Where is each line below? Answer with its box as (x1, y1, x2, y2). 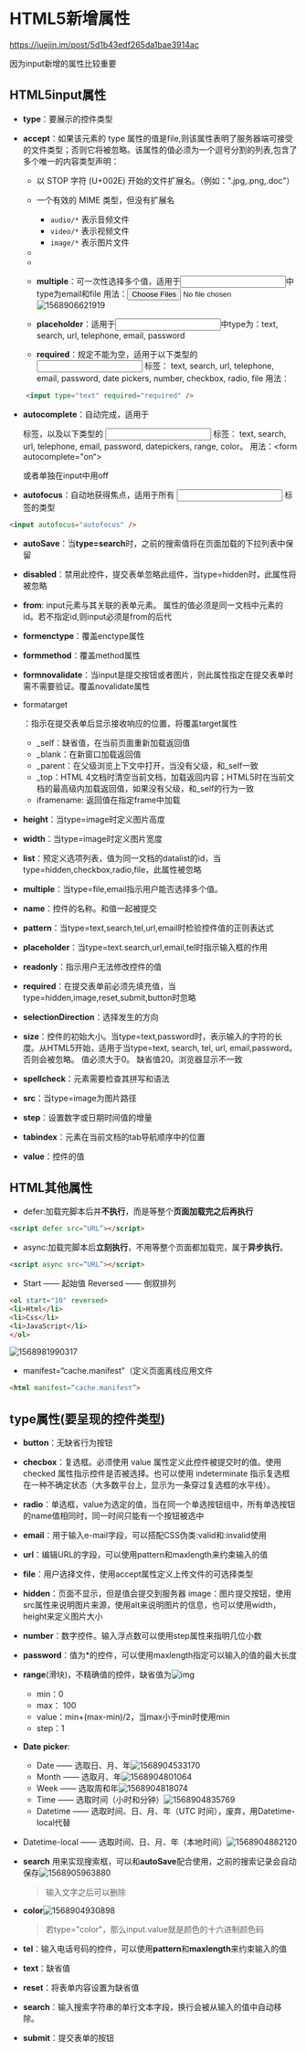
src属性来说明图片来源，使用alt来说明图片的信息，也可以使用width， (22, 1600, 281, 1611)
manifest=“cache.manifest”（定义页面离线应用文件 (22, 1366, 213, 1377)
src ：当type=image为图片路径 (22, 1092, 137, 1103)
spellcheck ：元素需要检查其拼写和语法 (22, 1073, 171, 1084)
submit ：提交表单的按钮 (22, 2033, 114, 2044)
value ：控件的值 (22, 1151, 85, 1162)
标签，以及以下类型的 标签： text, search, (22, 428, 287, 439)
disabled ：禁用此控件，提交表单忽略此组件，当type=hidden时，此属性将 (22, 569, 297, 579)
